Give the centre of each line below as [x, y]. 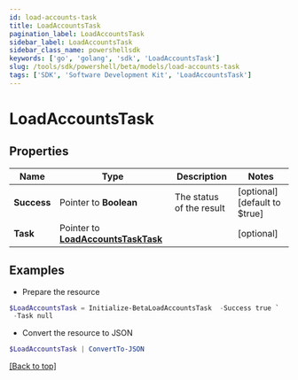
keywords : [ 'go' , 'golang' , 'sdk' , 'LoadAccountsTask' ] [114, 58]
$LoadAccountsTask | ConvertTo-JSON [77, 349]
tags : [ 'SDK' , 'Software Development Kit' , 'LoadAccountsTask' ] [130, 75]
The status [196, 197]
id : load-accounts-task [53, 17]
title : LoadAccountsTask [55, 26]
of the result [200, 207]
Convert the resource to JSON [77, 333]
